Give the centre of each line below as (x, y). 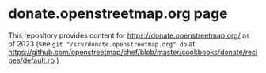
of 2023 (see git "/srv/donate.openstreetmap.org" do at (102, 43)
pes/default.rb (32, 60)
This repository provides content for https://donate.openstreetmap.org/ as (129, 35)
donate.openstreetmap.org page (118, 14)
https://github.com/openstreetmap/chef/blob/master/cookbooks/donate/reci (133, 52)
